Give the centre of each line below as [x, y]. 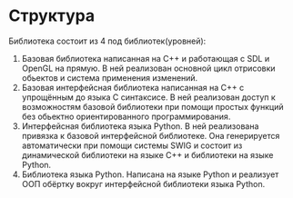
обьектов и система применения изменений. [110, 77]
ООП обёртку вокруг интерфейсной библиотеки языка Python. [143, 183]
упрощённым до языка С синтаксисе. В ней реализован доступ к [149, 97]
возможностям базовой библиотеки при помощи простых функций [152, 106]
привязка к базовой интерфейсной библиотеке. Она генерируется [151, 135]
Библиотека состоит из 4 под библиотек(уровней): [107, 41]
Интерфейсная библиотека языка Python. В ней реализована [140, 126]
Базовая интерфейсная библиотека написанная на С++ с [133, 87]
